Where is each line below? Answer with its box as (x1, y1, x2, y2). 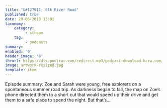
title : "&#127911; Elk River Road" (5, 7, 79, 12)
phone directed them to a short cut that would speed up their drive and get (5, 92, 158, 98)
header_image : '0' (5, 53, 43, 59)
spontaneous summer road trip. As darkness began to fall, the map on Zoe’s (5, 87, 161, 92)
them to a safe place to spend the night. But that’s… (5, 97, 111, 103)
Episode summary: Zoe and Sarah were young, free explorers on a (5, 81, 141, 87)
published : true (5, 12, 39, 17)
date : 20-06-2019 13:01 (5, 16, 55, 21)
